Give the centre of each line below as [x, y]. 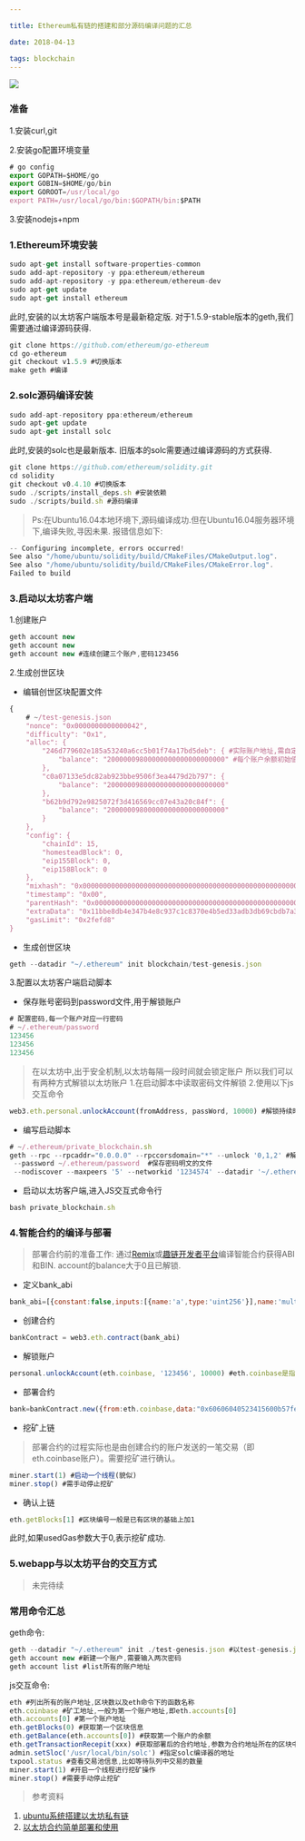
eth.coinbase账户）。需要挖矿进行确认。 [106, 1458]
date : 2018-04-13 [42, 42]
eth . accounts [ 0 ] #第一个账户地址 [68, 1719]
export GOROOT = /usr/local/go [64, 192]
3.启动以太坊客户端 [51, 598]
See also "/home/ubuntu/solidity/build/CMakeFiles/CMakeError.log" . [142, 565]
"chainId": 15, [71, 844]
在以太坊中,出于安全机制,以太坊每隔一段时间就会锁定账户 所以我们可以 [162, 1071]
